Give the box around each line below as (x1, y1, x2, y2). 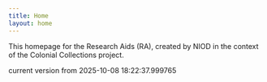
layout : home (8, 19, 53, 27)
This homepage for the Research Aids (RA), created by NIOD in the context (8, 41, 259, 51)
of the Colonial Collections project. (8, 50, 124, 59)
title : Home (8, 11, 49, 20)
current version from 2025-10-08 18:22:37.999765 (8, 65, 177, 75)
